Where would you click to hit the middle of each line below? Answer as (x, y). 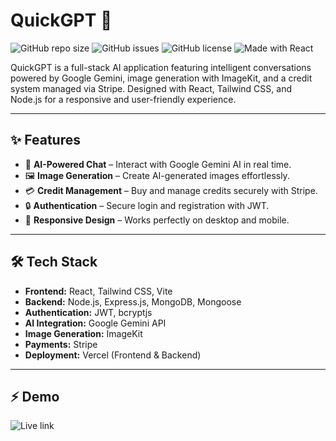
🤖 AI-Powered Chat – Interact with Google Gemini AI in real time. (158, 164)
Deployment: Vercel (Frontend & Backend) (113, 355)
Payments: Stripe (61, 344)
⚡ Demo (35, 396)
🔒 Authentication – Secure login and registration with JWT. (147, 205)
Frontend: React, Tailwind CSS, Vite (98, 291)
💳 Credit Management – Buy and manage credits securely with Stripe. (171, 190)
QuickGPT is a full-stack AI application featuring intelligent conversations (161, 67)
